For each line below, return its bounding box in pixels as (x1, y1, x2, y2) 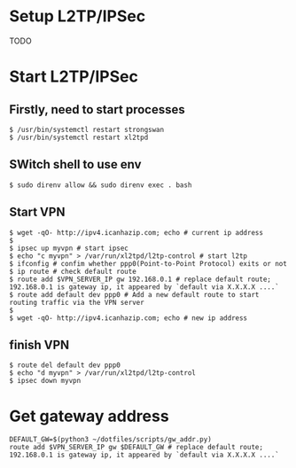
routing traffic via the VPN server (9, 298, 144, 307)
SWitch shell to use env (9, 157, 142, 172)
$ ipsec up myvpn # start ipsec (9, 244, 129, 253)
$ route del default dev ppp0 (9, 361, 121, 370)
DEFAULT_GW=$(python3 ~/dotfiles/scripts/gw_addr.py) (9, 435, 213, 444)
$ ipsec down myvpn (9, 377, 82, 386)
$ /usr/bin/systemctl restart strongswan (9, 125, 165, 134)
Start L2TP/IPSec (9, 66, 139, 87)
